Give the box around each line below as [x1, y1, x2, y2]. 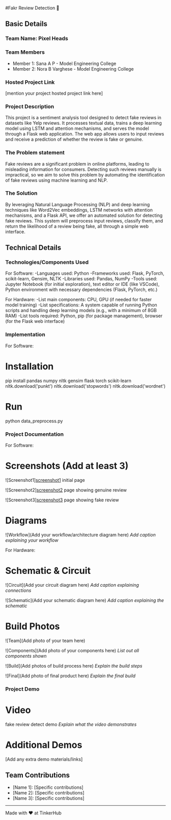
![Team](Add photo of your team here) [5, 637, 85, 644]
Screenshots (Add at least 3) [5, 460, 129, 472]
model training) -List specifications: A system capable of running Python [5, 302, 158, 308]
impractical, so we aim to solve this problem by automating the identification [5, 171, 165, 178]
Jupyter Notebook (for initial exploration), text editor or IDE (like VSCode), [5, 281, 160, 287]
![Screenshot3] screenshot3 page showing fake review [5, 497, 119, 503]
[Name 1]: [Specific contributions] [12, 784, 84, 790]
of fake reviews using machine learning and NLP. [5, 177, 108, 183]
